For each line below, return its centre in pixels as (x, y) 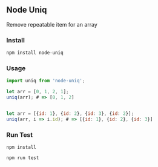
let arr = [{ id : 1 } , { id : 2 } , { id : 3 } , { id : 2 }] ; (70, 113)
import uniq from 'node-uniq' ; (46, 81)
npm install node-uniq (35, 53)
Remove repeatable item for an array (52, 24)
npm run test (23, 158)
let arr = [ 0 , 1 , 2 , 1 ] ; (38, 92)
